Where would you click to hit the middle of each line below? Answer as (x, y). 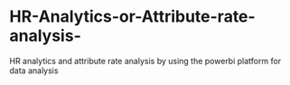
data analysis (34, 71)
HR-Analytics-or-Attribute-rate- (132, 17)
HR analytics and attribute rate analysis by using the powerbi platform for (145, 61)
